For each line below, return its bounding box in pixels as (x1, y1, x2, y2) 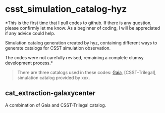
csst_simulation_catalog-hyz (5, 3, 127, 15)
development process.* (5, 60, 53, 66)
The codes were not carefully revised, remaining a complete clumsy (5, 54, 144, 60)
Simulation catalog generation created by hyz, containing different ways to (5, 39, 158, 45)
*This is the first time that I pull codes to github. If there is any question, (5, 20, 152, 26)
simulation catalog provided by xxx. (17, 75, 90, 80)
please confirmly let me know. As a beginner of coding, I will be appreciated (5, 25, 160, 31)
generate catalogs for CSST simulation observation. (5, 45, 111, 51)
